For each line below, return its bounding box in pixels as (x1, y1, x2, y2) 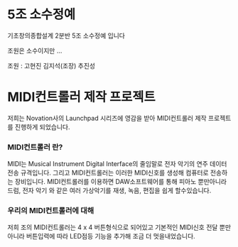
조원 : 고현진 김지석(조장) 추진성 (7, 61, 96, 70)
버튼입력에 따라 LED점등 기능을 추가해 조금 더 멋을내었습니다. (26, 232, 195, 241)
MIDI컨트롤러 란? (7, 142, 63, 152)
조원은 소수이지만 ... (7, 46, 63, 55)
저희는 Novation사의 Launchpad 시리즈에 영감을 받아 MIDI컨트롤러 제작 (7, 114, 207, 122)
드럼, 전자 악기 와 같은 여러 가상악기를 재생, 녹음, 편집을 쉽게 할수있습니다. (7, 186, 212, 195)
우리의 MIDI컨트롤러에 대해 (7, 206, 94, 216)
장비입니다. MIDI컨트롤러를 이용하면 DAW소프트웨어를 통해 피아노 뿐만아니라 (14, 177, 227, 186)
